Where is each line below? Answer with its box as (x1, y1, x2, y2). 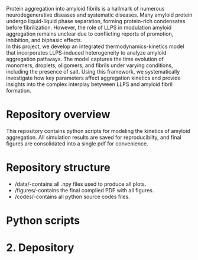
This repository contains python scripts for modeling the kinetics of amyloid (6, 127, 190, 134)
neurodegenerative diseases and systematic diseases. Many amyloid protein (6, 11, 193, 18)
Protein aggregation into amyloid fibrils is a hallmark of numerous (6, 5, 165, 12)
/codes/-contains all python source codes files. (14, 193, 130, 200)
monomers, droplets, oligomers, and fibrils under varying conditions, (6, 62, 173, 69)
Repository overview (6, 108, 111, 121)
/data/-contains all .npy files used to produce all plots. (14, 180, 147, 188)
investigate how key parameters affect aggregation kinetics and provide (6, 74, 181, 81)
